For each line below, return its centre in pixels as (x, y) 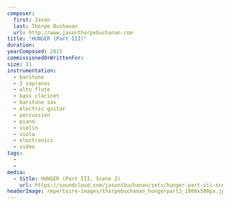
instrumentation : (32, 70)
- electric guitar (40, 109)
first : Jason (32, 20)
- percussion (32, 115)
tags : (15, 153)
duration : (21, 45)
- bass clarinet (36, 96)
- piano (24, 121)
